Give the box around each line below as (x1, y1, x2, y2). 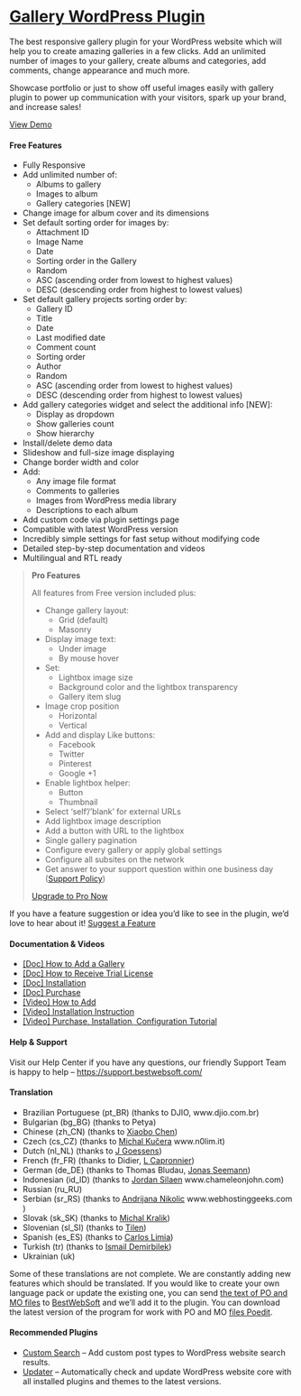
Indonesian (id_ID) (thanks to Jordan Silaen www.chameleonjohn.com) (22, 1174, 285, 1185)
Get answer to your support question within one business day (44, 864, 274, 875)
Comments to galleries (35, 485, 120, 497)
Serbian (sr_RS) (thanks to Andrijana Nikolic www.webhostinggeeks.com (22, 1193, 293, 1204)
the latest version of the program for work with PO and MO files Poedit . (9, 1306, 273, 1318)
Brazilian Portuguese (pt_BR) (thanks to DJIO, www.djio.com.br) (22, 1107, 260, 1117)
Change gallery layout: (44, 605, 129, 616)
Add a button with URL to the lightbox (44, 825, 185, 836)
